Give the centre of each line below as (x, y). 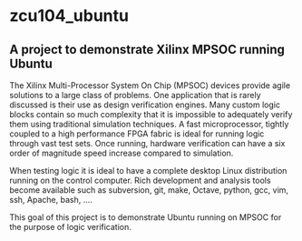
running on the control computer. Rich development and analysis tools (140, 180)
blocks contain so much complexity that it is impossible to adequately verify (151, 114)
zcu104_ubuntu (69, 16)
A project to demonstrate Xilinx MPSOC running (147, 50)
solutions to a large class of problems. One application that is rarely (135, 95)
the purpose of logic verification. (70, 227)
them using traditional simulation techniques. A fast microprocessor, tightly (149, 124)
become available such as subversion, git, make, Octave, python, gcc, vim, (149, 190)
